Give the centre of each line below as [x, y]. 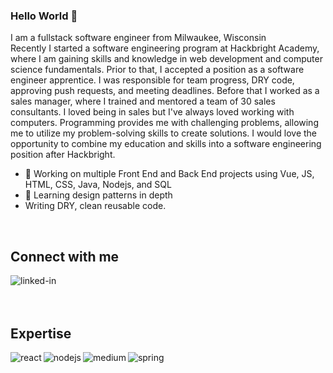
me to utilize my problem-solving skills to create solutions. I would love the [164, 133]
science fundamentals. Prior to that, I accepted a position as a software [157, 70]
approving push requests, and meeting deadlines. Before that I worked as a [165, 91]
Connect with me [65, 256]
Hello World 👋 [44, 16]
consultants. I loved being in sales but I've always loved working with [152, 112]
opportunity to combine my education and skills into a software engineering [166, 144]
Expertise [41, 333]
